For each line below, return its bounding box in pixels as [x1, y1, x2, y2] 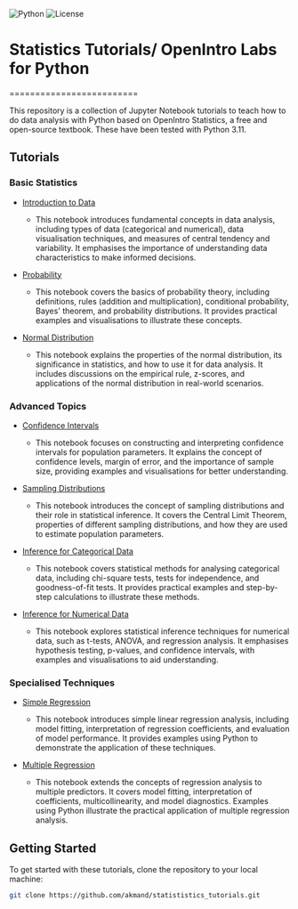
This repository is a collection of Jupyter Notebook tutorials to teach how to [9, 105, 286, 116]
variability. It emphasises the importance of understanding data [35, 242, 268, 253]
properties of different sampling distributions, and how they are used [35, 519, 287, 530]
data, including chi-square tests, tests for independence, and [35, 572, 260, 583]
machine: [9, 873, 44, 885]
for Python [9, 59, 90, 79]
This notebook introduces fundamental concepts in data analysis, [35, 214, 276, 224]
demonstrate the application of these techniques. [35, 743, 216, 753]
